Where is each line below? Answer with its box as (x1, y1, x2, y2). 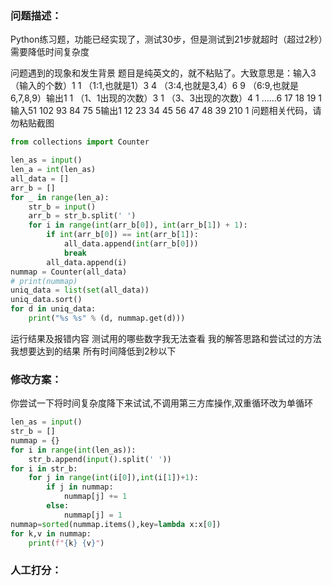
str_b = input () (28, 202, 97, 212)
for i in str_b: (10, 463, 78, 474)
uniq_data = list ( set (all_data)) (10, 285, 150, 296)
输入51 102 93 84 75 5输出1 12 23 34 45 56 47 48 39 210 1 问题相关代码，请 (10, 105, 322, 117)
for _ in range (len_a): (10, 192, 110, 202)
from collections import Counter (10, 137, 150, 147)
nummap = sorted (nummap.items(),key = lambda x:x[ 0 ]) (10, 519, 222, 529)
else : (46, 501, 70, 511)
